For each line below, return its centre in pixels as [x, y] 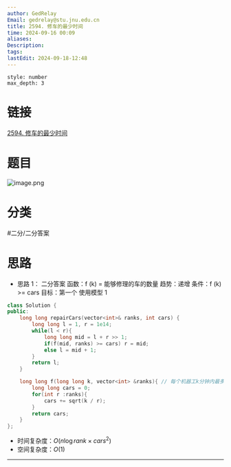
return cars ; [51, 413]
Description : [26, 45]
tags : [15, 52]
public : [18, 312]
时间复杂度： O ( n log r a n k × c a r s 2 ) [64, 440]
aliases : [20, 39]
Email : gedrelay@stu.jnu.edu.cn [53, 20]
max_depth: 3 [26, 83]
